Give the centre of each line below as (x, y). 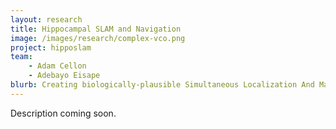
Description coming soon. (63, 113)
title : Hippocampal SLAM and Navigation (96, 29)
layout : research (46, 19)
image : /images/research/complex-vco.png (98, 38)
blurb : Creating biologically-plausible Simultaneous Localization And (162, 85)
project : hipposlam (51, 47)
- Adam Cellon (57, 66)
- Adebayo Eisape (64, 76)
